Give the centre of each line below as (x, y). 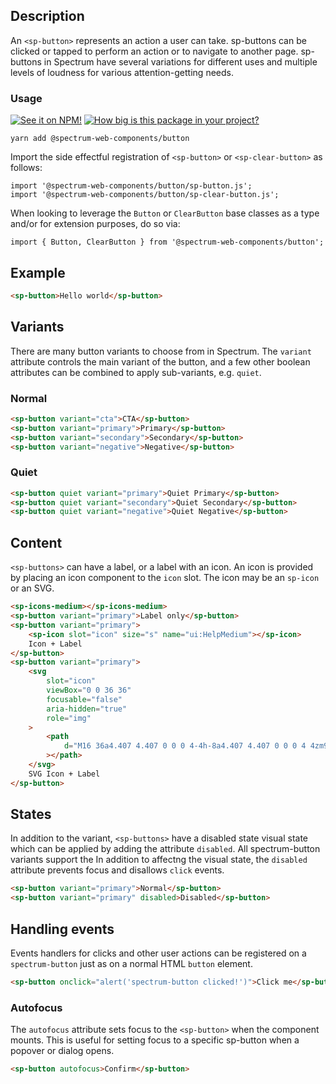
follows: (26, 168)
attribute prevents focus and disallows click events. (117, 870)
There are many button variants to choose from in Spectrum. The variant (161, 351)
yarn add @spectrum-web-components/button (100, 139)
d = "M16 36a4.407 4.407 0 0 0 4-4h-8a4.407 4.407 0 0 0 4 (185, 746)
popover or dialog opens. (62, 1051)
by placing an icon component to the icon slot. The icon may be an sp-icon (165, 578)
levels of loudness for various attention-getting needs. (122, 72)
